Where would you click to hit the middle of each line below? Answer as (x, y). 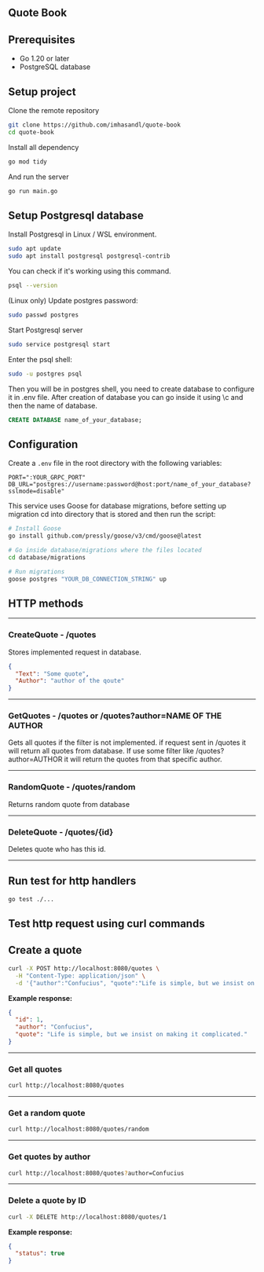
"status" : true (40, 1254)
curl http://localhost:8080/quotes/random (79, 1129)
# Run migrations (37, 572)
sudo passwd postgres (44, 315)
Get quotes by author (49, 1157)
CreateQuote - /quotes (52, 635)
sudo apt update (35, 249)
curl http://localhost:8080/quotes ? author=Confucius (96, 1173)
